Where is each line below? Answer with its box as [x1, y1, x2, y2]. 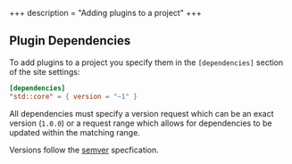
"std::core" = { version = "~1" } [9, 92, 138, 101]
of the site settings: [9, 66, 80, 77]
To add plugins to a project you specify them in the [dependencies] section [9, 57, 284, 68]
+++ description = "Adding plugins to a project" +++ [9, 8, 203, 18]
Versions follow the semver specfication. [9, 144, 159, 155]
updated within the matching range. [9, 127, 140, 137]
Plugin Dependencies [9, 33, 131, 48]
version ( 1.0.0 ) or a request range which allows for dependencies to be [9, 118, 272, 128]
